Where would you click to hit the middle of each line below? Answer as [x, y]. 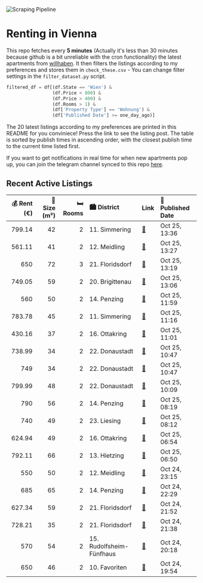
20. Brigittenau [110, 282]
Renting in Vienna [52, 34]
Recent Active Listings [50, 184]
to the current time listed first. [43, 146]
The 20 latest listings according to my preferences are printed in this [92, 127]
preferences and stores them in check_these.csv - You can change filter [95, 70]
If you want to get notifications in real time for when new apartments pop [97, 158]
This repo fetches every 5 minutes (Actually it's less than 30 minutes [92, 50]
